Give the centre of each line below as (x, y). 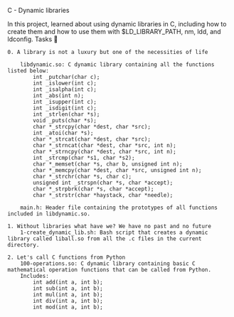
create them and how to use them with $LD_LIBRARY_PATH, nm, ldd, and (115, 32)
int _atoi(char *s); (63, 133)
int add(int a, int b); (68, 282)
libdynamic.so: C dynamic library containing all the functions (117, 65)
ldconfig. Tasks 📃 (33, 39)
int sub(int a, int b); (68, 289)
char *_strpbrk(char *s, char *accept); (94, 189)
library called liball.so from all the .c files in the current (105, 239)
